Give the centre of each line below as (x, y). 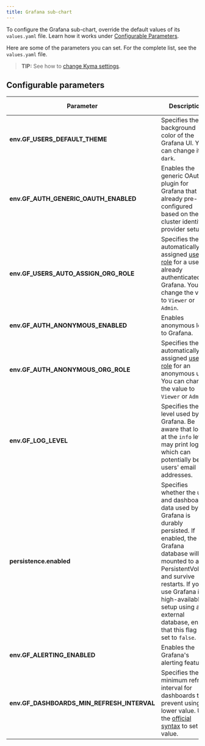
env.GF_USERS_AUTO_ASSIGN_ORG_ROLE (72, 273)
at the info (176, 437)
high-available (182, 599)
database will (180, 554)
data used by (179, 508)
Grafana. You (180, 285)
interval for (176, 688)
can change (178, 151)
